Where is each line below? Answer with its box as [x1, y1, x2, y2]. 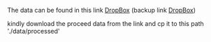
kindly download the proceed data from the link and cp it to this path [7, 20, 204, 27]
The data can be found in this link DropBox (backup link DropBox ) [7, 6, 196, 14]
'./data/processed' [7, 27, 60, 35]
